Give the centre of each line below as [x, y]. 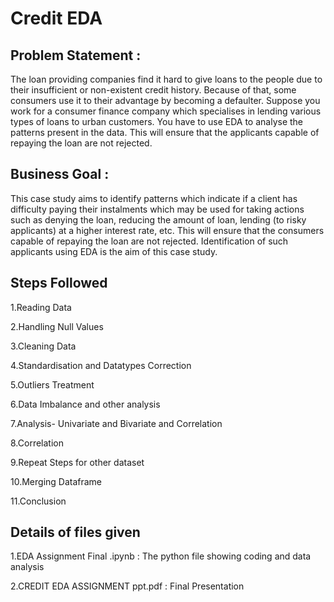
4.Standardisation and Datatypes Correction [101, 365]
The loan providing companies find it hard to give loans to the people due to [166, 79]
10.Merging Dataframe [56, 481]
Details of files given [75, 532]
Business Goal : [60, 174]
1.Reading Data [41, 307]
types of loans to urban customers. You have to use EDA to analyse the [157, 121]
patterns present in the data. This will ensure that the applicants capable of [165, 132]
